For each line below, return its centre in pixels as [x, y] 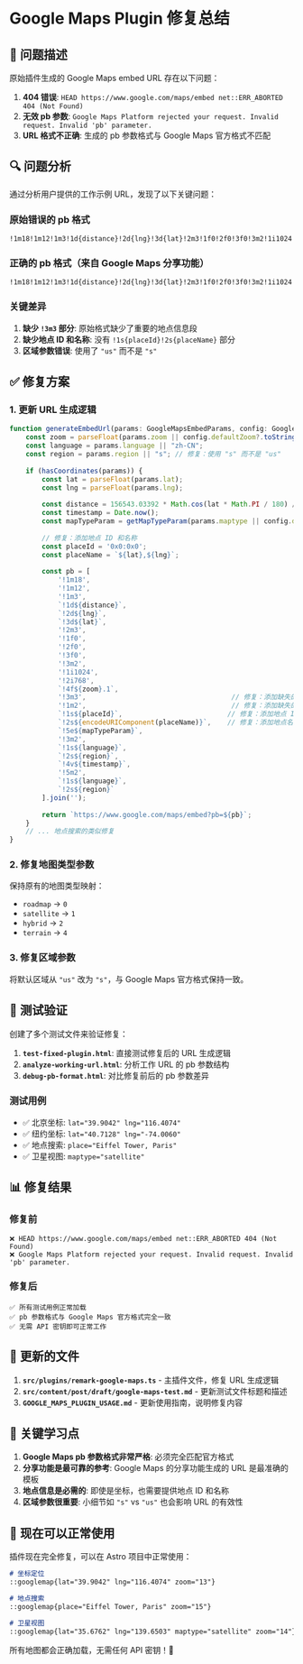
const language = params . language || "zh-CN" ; [115, 446]
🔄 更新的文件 [44, 1357]
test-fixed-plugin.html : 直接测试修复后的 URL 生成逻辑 [127, 1053]
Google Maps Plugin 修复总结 [119, 18]
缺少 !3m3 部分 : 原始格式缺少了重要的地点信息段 [110, 328]
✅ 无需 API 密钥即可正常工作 [58, 1327]
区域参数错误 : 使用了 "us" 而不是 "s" [90, 350]
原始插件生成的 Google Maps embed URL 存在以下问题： [115, 78]
